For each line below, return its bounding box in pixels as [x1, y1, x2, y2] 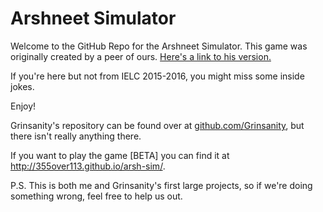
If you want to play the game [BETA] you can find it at [10, 149, 230, 161]
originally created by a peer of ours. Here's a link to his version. [10, 50, 272, 62]
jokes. [10, 80, 35, 92]
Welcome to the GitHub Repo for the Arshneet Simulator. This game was [10, 40, 308, 52]
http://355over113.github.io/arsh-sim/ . [10, 160, 166, 172]
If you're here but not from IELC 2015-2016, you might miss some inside [10, 70, 305, 82]
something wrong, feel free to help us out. [10, 190, 183, 202]
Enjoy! [10, 100, 37, 112]
